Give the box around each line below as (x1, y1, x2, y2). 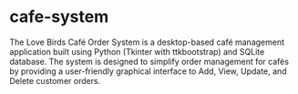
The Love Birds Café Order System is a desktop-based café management (9, 37, 285, 47)
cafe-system (9, 6, 109, 27)
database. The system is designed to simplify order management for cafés (9, 56, 290, 67)
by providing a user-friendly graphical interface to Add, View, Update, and (9, 66, 287, 77)
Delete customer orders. (9, 75, 101, 86)
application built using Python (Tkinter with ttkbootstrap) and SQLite (9, 46, 265, 57)
